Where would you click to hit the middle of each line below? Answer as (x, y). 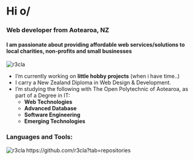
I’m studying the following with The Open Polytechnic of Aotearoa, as (102, 89)
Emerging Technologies (55, 121)
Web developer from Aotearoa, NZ (58, 30)
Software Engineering (52, 115)
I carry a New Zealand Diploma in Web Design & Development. (93, 82)
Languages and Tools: (39, 137)
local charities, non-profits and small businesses (69, 51)
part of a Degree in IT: (42, 96)
